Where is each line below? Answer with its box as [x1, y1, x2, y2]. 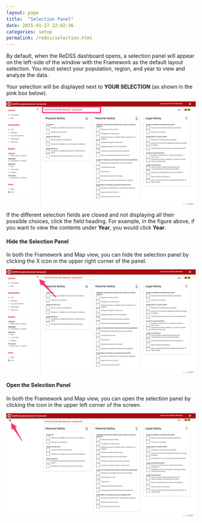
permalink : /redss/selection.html [6, 35, 93, 41]
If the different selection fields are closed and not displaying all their [6, 211, 175, 219]
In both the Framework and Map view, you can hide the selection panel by [6, 251, 189, 258]
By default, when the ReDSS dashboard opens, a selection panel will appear [6, 52, 195, 60]
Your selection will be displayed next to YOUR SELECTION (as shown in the [6, 83, 193, 90]
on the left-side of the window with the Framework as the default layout [6, 59, 183, 66]
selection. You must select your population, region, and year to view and [6, 65, 185, 72]
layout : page [6, 10, 39, 16]
